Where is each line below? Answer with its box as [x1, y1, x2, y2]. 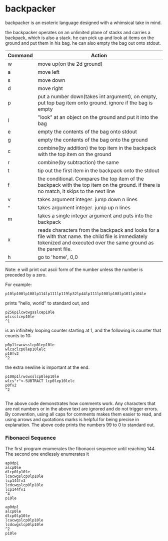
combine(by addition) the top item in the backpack [37, 144, 156, 151]
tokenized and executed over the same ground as [37, 239, 154, 246]
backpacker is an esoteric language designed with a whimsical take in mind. [5, 20, 162, 26]
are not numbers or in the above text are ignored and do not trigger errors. [5, 405, 158, 412]
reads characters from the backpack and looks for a [37, 226, 160, 233]
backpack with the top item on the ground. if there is [37, 181, 160, 188]
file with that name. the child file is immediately [37, 233, 147, 240]
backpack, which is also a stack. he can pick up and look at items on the [5, 35, 154, 41]
